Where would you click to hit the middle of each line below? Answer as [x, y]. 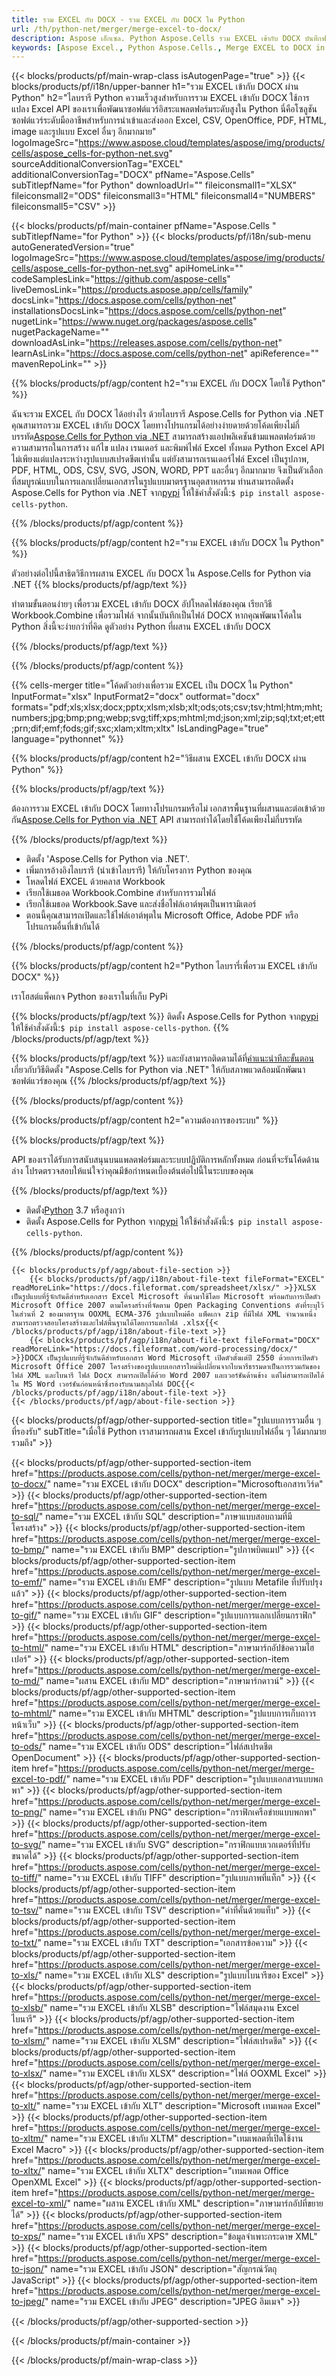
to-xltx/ [26, 2171]
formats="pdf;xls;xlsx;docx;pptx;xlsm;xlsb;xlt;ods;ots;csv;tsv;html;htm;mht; [167, 707]
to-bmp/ [28, 1550]
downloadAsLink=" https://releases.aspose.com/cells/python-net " [147, 343]
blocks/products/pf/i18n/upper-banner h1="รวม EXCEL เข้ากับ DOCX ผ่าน [155, 87]
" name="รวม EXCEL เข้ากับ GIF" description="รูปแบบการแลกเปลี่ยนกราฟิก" [177, 1615]
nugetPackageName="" [60, 332]
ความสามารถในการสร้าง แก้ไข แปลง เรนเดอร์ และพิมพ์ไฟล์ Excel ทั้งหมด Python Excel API [168, 448]
